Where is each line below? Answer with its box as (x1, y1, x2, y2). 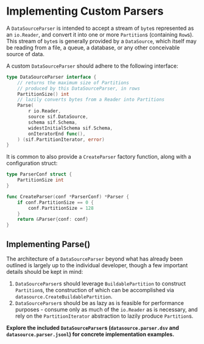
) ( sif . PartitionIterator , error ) (17, 136, 105, 143)
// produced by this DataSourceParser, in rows (17, 85, 140, 91)
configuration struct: (6, 160, 58, 167)
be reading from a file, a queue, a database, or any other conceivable (6, 44, 180, 51)
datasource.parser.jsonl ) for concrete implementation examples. (6, 331, 175, 338)
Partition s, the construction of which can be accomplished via (15, 287, 175, 293)
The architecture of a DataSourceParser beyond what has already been (6, 255, 183, 262)
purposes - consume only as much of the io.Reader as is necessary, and (15, 306, 198, 313)
